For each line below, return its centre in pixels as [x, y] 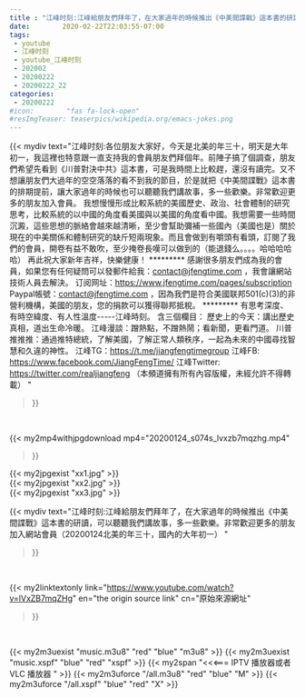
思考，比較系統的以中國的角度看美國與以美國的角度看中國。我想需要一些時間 [152, 214]
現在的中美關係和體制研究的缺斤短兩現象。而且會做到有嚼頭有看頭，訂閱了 [148, 237]
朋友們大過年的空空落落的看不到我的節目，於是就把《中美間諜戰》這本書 [160, 180]
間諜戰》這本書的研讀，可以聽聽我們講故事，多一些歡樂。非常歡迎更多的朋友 [152, 523]
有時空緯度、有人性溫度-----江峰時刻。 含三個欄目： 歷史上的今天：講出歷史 [152, 317]
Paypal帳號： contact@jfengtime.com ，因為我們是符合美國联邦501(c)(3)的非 [152, 294]
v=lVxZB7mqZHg [41, 598]
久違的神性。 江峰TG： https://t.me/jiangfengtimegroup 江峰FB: [143, 351]
